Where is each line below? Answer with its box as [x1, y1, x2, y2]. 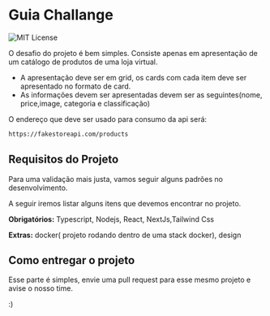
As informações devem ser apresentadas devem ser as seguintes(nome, [19, 89, 263, 99]
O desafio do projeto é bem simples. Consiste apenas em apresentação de [8, 48, 258, 58]
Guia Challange [8, 6, 114, 24]
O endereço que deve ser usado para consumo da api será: [8, 114, 208, 123]
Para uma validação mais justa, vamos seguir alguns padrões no [8, 174, 223, 184]
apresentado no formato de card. [19, 81, 131, 91]
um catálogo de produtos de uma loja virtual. [8, 57, 158, 67]
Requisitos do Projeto [8, 153, 119, 167]
